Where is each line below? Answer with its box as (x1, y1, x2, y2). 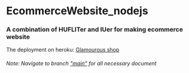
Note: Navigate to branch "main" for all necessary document (6, 60, 157, 67)
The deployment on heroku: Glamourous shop (6, 46, 120, 53)
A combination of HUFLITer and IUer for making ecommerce (6, 26, 184, 34)
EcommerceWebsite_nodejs (6, 4, 148, 18)
